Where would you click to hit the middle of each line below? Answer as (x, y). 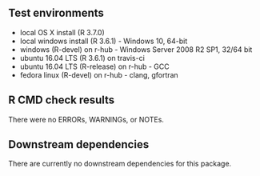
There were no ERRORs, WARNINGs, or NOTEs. (86, 119)
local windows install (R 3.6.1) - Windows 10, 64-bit (104, 41)
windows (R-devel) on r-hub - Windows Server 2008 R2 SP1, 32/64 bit (136, 49)
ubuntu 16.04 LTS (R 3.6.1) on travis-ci (82, 58)
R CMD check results (62, 100)
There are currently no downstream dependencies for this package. (120, 164)
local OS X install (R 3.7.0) (62, 32)
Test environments (56, 13)
